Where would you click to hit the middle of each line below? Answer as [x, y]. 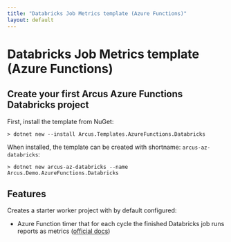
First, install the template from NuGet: [61, 121]
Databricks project [48, 105]
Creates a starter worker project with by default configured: [92, 210]
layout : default [30, 20]
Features [27, 194]
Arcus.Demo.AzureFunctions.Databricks [63, 173]
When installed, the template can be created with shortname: [94, 147]
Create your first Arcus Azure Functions [95, 94]
